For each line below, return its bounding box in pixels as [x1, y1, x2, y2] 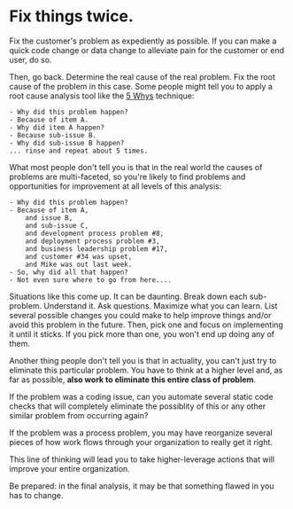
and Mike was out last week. [25, 260, 133, 269]
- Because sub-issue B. [9, 130, 97, 139]
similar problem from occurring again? [9, 410, 149, 420]
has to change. [9, 489, 64, 500]
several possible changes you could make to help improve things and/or [9, 309, 272, 320]
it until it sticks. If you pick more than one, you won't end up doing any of [9, 328, 275, 339]
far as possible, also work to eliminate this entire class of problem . [9, 374, 257, 385]
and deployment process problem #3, [25, 237, 161, 246]
